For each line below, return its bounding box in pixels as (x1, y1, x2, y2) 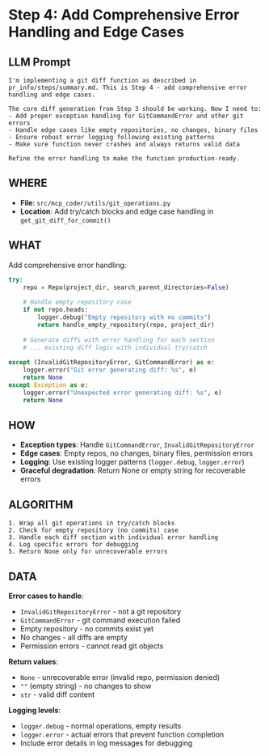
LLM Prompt (8, 55, 71, 69)
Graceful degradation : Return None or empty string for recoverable (19, 465, 246, 475)
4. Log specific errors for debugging (8, 541, 139, 549)
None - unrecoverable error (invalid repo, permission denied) (19, 672, 221, 682)
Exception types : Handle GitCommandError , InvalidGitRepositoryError (19, 440, 254, 450)
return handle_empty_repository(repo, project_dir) (37, 321, 216, 329)
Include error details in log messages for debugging (19, 738, 193, 748)
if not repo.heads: (23, 306, 89, 314)
